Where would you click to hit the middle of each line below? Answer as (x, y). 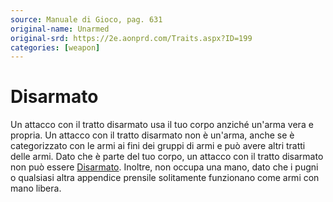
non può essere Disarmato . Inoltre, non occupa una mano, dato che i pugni (164, 167)
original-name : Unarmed (60, 29)
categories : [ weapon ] (55, 47)
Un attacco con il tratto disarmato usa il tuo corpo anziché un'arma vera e (162, 125)
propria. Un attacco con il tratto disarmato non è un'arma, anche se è (152, 135)
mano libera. (36, 188)
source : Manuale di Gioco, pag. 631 (86, 19)
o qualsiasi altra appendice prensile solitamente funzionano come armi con (165, 178)
